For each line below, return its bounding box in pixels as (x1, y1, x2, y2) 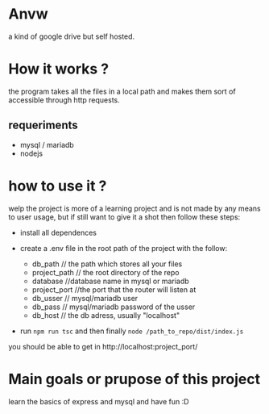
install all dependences (19, 228, 97, 237)
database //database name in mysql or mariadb (31, 276, 189, 286)
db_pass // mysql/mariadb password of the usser (31, 302, 196, 312)
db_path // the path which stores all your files (31, 259, 183, 269)
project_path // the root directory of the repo (31, 267, 180, 277)
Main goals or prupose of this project (8, 370, 260, 388)
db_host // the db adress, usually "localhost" (31, 310, 180, 320)
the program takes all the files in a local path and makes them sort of (8, 86, 236, 96)
